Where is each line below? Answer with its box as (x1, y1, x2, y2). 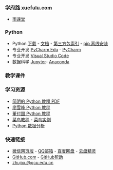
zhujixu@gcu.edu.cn (12, 160, 54, 166)
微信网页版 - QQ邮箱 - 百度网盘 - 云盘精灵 (12, 148, 96, 154)
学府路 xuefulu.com (5, 4, 52, 11)
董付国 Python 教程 (12, 111, 51, 116)
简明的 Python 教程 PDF (12, 98, 60, 104)
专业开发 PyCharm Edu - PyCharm (12, 46, 81, 52)
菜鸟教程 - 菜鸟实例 (12, 116, 51, 122)
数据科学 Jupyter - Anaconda (12, 58, 70, 64)
